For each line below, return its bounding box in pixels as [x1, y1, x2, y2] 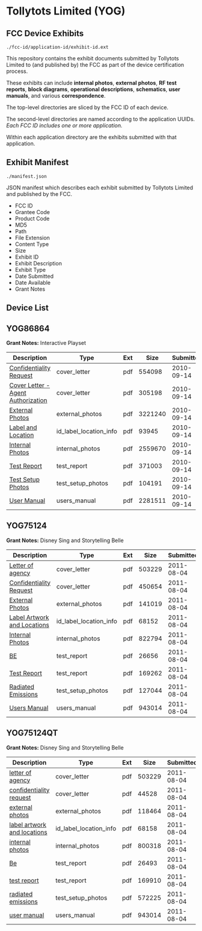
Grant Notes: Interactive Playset [6, 339, 86, 347]
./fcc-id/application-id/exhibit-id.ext [6, 44, 109, 50]
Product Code [14, 215, 50, 222]
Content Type [14, 240, 49, 248]
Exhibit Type [14, 266, 46, 273]
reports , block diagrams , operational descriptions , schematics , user [6, 86, 180, 93]
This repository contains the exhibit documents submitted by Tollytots [6, 55, 179, 62]
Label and [9, 423, 37, 432]
